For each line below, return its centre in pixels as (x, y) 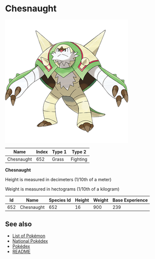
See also (18, 224)
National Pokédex (30, 241)
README (21, 252)
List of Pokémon (29, 236)
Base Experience (130, 200)
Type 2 (79, 152)
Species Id (60, 200)
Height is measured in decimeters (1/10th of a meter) (58, 180)
